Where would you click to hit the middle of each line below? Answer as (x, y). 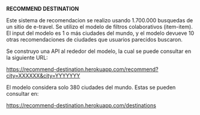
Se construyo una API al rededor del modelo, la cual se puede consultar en (99, 51)
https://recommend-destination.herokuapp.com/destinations (81, 105)
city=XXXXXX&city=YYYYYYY (43, 76)
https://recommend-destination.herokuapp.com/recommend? (82, 69)
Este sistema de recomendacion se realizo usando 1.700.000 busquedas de (100, 20)
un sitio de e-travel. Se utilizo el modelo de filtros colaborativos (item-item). (100, 27)
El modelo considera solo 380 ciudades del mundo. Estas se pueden (91, 87)
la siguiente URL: (27, 57)
